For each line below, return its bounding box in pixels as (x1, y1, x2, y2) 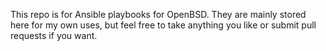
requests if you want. (10, 30, 98, 41)
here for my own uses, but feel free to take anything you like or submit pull (10, 19, 317, 31)
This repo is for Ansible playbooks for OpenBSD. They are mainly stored (10, 9, 307, 20)
